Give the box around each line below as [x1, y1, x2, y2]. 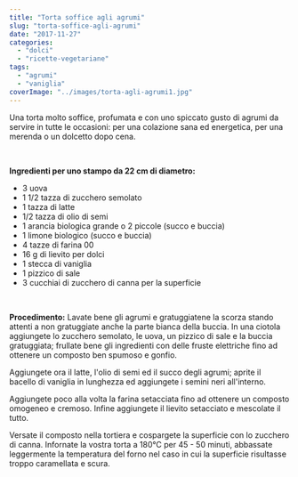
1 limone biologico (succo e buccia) [21, 230, 153, 240]
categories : [9, 37, 53, 47]
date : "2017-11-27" [9, 29, 82, 38]
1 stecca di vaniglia [21, 258, 92, 269]
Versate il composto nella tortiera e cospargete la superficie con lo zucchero [9, 429, 290, 441]
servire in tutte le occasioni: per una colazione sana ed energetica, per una [9, 121, 284, 132]
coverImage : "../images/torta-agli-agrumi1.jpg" [9, 87, 193, 96]
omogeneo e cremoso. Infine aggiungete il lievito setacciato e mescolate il [9, 402, 281, 414]
